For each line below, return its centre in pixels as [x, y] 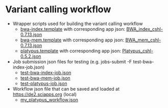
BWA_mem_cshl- [143, 40]
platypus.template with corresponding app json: [71, 51]
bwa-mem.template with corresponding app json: [72, 40]
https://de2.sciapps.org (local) [45, 94]
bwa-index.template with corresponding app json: [73, 29]
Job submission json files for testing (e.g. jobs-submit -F [72, 61]
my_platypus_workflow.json [49, 100]
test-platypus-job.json [44, 83]
